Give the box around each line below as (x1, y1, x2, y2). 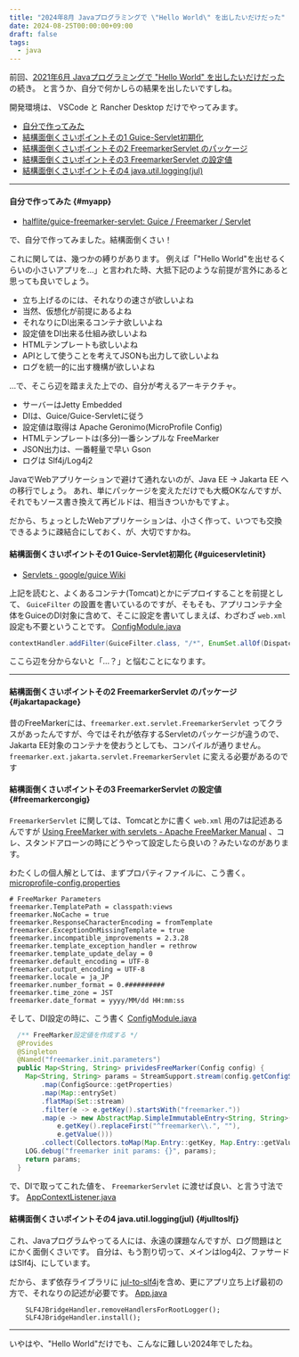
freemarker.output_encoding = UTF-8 (9, 965, 145, 974)
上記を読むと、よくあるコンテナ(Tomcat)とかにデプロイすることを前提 (9, 588, 269, 598)
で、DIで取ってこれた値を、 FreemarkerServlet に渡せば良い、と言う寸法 (9, 1180, 276, 1191)
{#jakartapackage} (9, 696, 82, 707)
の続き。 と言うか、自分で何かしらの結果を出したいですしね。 (9, 83, 238, 94)
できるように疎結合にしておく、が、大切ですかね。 (9, 527, 196, 538)
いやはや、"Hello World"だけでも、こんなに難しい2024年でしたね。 (9, 1338, 258, 1349)
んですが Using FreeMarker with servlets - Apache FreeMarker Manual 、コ (9, 826, 285, 836)
